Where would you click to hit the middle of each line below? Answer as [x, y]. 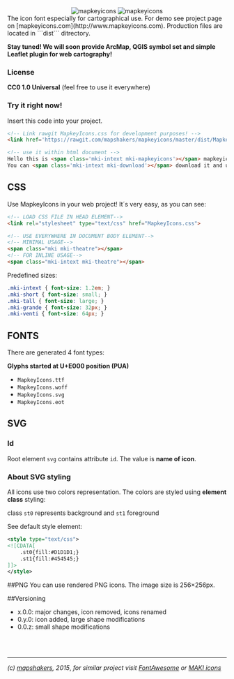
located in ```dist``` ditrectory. [49, 33]
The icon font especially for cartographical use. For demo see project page [115, 18]
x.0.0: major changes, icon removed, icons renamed [92, 612]
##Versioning [26, 599]
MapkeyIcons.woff [42, 388]
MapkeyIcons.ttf [41, 380]
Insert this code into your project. [55, 121]
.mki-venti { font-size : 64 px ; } [56, 314]
